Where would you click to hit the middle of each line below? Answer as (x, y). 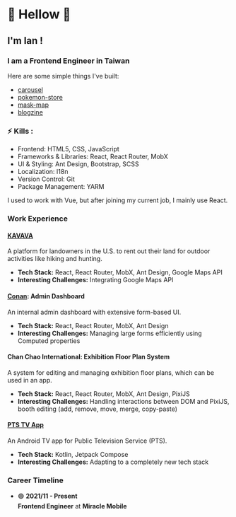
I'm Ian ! (25, 41)
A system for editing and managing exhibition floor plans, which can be (111, 372)
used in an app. (30, 380)
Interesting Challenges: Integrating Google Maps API (95, 280)
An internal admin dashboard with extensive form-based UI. (94, 312)
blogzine (30, 112)
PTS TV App (26, 425)
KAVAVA (20, 236)
